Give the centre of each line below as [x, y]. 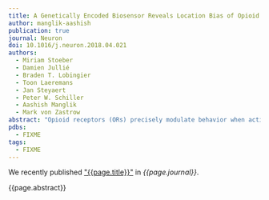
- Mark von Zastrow [48, 113]
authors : [23, 53]
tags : [17, 142]
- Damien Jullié [42, 68]
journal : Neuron [35, 38]
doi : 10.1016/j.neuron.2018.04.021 [68, 46]
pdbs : [17, 127]
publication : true [39, 30]
